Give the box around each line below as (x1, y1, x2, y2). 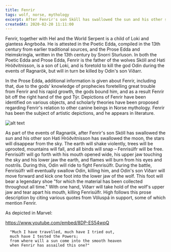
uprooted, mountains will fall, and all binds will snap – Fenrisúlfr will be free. (5, 146, 164, 152)
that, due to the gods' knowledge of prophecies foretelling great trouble (5, 83, 156, 89)
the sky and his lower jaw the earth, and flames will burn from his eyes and (5, 157, 162, 163)
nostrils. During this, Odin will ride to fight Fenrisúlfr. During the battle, (5, 162, 152, 168)
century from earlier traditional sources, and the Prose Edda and (5, 46, 140, 52)
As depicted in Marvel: (5, 210, 52, 216)
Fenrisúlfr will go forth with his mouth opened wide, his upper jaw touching (5, 151, 162, 157)
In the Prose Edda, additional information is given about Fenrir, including (5, 78, 156, 84)
